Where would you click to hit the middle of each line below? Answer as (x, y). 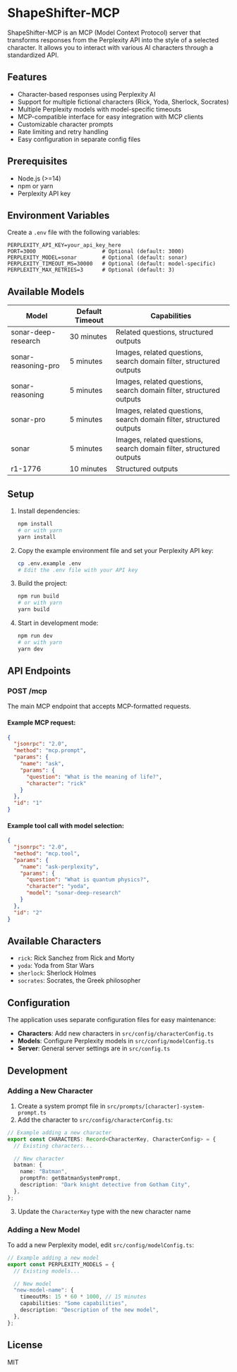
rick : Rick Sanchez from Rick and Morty (76, 958)
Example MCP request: (42, 722)
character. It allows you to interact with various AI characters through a (110, 47)
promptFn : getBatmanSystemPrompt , (71, 1178)
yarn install (37, 537)
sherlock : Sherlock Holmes (57, 973)
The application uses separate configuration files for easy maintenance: (112, 1020)
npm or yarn (35, 186)
